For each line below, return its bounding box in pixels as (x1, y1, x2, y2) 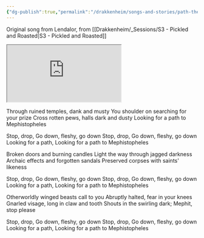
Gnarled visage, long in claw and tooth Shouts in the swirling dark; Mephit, (6, 200, 192, 207)
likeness (6, 163, 27, 171)
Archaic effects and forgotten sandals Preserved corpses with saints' (6, 157, 179, 164)
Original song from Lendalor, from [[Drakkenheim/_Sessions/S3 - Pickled (6, 25, 189, 33)
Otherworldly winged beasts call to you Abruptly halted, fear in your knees (6, 193, 192, 200)
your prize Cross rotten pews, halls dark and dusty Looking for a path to (6, 114, 186, 121)
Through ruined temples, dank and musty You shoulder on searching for (6, 107, 187, 115)
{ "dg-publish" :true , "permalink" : (6, 8, 91, 15)
